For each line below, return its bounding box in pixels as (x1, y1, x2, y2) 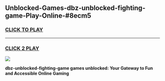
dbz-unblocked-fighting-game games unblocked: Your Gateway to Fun (5, 65, 153, 71)
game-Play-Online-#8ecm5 (5, 12, 92, 20)
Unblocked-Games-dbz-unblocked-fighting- (5, 4, 146, 12)
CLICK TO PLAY (5, 27, 43, 33)
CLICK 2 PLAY (5, 45, 39, 52)
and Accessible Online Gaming (5, 70, 69, 76)
